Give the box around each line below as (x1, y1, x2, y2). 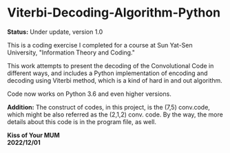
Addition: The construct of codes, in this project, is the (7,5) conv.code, (7, 103, 210, 111)
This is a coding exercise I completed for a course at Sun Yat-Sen (7, 41, 193, 49)
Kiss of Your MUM (7, 131, 60, 139)
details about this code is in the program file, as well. (7, 117, 157, 125)
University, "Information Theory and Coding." (7, 48, 136, 57)
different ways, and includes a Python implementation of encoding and (7, 69, 208, 77)
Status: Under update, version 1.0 (7, 28, 103, 36)
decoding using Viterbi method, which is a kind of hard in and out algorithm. (7, 76, 222, 84)
